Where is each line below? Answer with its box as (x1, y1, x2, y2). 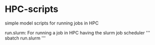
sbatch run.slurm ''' (5, 35, 46, 41)
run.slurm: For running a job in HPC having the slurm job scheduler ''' (5, 29, 150, 35)
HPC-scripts (5, 3, 59, 15)
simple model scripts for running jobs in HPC (5, 20, 99, 26)
